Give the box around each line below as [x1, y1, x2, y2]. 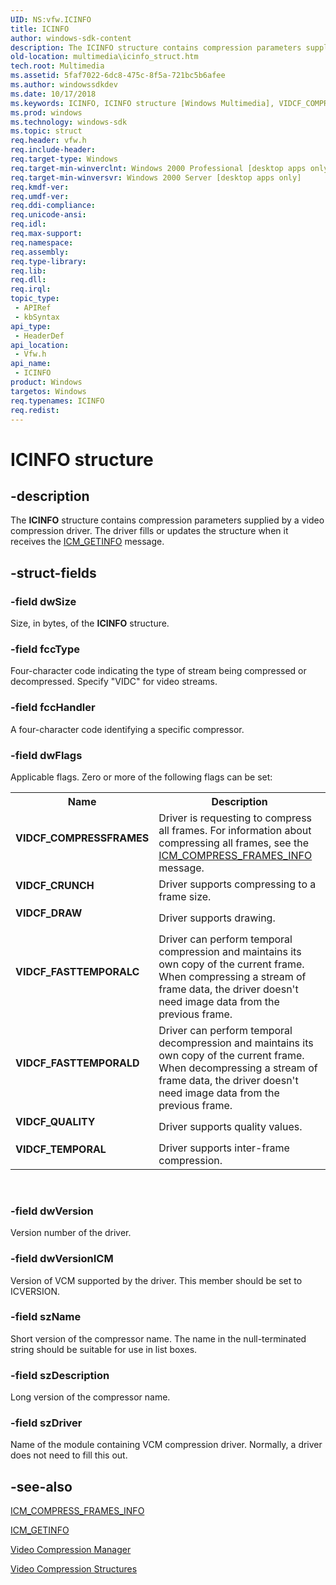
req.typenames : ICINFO [10, 396, 105, 406]
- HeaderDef [14, 331, 65, 341]
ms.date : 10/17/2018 [10, 89, 97, 99]
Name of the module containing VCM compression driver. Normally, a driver [10, 1439, 323, 1451]
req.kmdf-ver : [10, 182, 70, 192]
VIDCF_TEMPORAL [15, 1142, 107, 1156]
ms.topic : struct [10, 126, 83, 136]
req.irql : [10, 284, 52, 295]
